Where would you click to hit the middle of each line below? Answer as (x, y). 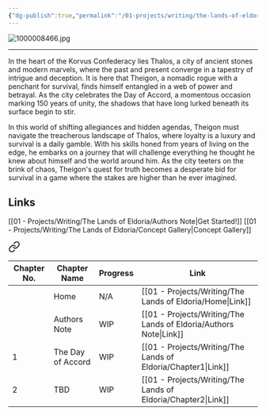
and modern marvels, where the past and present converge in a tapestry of (131, 69)
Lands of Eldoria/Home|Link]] (196, 302)
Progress (116, 273)
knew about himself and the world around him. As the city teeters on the (126, 160)
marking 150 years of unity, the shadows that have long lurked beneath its (129, 103)
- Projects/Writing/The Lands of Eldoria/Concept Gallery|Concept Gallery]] (130, 230)
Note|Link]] (163, 334)
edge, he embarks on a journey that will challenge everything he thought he (132, 152)
